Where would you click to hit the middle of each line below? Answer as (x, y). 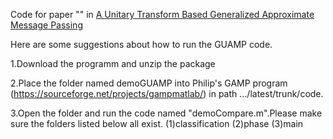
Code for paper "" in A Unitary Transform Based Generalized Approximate (162, 14)
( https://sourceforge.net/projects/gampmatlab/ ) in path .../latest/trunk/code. (167, 93)
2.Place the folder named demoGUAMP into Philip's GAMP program (149, 83)
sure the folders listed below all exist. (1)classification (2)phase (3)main (157, 123)
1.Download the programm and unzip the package (113, 63)
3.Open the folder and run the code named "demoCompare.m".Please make (166, 113)
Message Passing (46, 25)
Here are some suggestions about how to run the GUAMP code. (141, 44)
